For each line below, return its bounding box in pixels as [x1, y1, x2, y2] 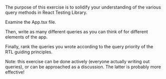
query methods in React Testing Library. [5, 9, 88, 15]
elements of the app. [5, 34, 48, 40]
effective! [5, 69, 25, 75]
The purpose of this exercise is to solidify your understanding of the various [5, 4, 161, 10]
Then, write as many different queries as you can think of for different [5, 29, 148, 34]
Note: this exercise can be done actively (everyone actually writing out [5, 59, 150, 64]
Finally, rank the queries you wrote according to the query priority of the [5, 44, 154, 49]
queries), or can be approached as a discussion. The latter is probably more [5, 64, 161, 70]
